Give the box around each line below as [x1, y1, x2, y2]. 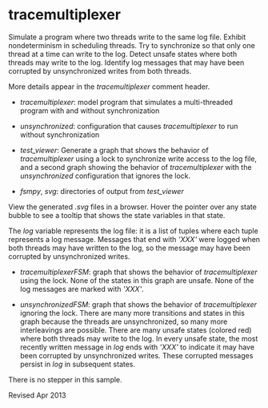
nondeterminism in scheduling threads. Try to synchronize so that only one [8, 40, 256, 50]
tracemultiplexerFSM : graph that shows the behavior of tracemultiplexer [19, 267, 258, 277]
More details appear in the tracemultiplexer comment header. [8, 82, 210, 91]
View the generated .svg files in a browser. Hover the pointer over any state [8, 202, 258, 212]
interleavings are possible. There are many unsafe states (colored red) [19, 325, 252, 334]
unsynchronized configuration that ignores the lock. [19, 171, 191, 180]
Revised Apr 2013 [8, 390, 66, 400]
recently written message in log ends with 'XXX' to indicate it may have [19, 342, 254, 352]
